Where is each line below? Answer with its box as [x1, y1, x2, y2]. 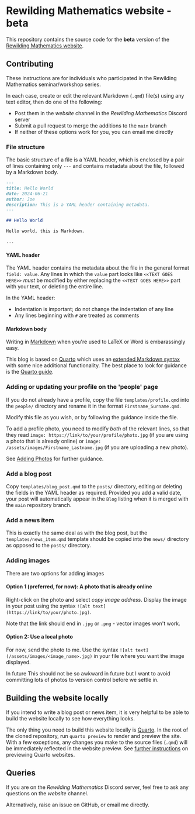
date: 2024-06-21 [6, 191, 48, 196]
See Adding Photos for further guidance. [6, 455, 104, 462]
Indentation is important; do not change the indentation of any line [14, 306, 174, 313]
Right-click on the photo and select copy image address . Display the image [6, 596, 187, 603]
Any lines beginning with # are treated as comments [14, 312, 140, 319]
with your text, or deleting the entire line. [6, 283, 104, 290]
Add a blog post [6, 470, 52, 478]
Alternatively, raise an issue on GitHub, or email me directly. [6, 801, 150, 808]
